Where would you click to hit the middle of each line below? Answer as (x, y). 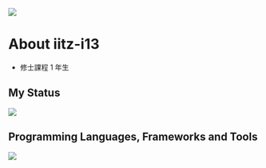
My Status (34, 93)
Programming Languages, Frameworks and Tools (133, 137)
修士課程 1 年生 (44, 67)
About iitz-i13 (54, 44)
